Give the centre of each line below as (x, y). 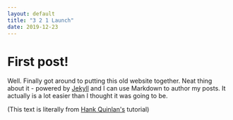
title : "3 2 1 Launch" (41, 20)
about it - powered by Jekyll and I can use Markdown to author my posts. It (116, 88)
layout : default (31, 14)
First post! (38, 61)
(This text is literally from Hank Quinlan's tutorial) (78, 109)
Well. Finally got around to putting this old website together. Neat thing (110, 81)
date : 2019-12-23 (33, 27)
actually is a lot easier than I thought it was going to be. (88, 96)
